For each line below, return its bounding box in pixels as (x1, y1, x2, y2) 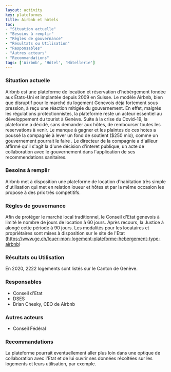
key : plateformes (5, 12, 43, 17)
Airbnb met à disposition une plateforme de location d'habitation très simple (5, 178, 166, 185)
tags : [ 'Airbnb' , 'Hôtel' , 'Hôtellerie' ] (5, 60, 96, 65)
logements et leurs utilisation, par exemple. (5, 361, 97, 367)
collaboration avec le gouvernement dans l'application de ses (5, 148, 136, 154)
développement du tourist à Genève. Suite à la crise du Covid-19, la (5, 116, 148, 122)
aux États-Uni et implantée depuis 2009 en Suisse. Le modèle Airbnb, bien (5, 94, 163, 100)
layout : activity (5, 7, 43, 13)
